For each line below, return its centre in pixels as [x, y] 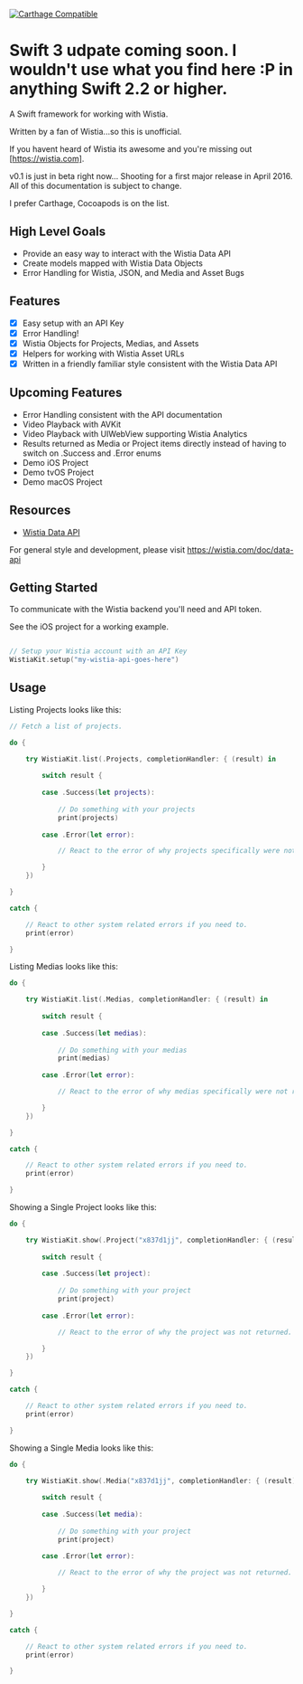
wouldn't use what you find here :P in [151, 70]
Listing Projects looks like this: [65, 709]
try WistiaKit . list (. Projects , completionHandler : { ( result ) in [151, 759]
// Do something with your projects [126, 809]
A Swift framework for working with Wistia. [89, 114]
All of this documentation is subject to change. [96, 185]
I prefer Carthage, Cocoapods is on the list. [89, 203]
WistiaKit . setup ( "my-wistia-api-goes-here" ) [94, 660]
